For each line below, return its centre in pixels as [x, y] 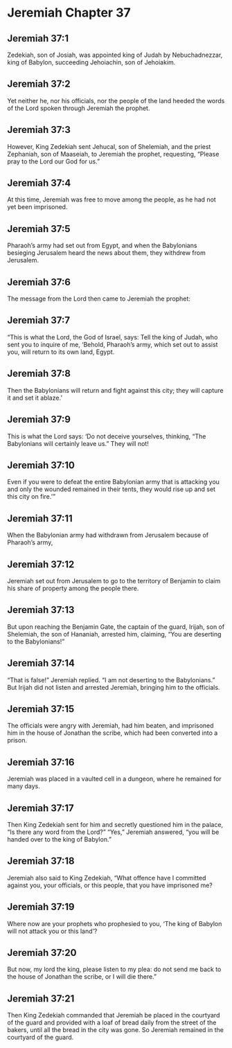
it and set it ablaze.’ [35, 398]
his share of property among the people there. [73, 588]
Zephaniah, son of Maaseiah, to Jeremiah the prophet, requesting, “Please [113, 154]
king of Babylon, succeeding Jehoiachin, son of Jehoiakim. [91, 62]
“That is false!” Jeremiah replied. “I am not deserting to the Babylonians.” [111, 680]
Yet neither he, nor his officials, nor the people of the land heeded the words [116, 100]
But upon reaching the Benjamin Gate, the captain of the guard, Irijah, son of [116, 627]
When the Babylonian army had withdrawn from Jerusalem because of [108, 535]
